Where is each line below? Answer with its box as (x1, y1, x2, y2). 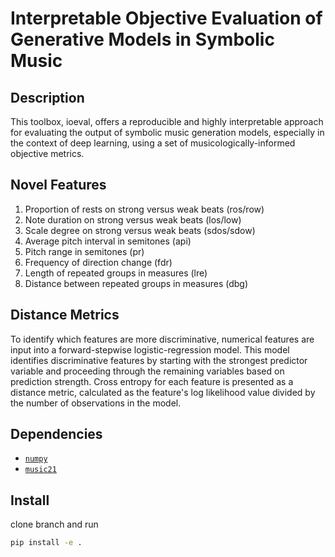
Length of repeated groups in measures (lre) (24, 267, 208, 279)
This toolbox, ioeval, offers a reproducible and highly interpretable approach (10, 116, 324, 127)
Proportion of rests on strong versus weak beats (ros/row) (24, 203, 265, 215)
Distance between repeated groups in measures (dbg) (24, 277, 249, 289)
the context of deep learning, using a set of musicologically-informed (10, 137, 296, 149)
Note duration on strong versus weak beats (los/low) (24, 213, 242, 226)
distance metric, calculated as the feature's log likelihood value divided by (10, 386, 316, 398)
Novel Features (10, 177, 107, 194)
